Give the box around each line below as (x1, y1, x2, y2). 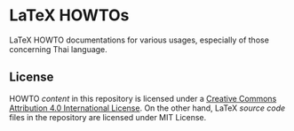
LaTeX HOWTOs (9, 5, 130, 26)
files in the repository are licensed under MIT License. (9, 112, 207, 122)
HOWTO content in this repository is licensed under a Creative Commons (9, 93, 277, 104)
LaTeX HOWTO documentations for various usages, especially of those (9, 35, 269, 45)
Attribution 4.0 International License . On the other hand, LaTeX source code (9, 103, 286, 113)
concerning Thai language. (9, 43, 108, 54)
